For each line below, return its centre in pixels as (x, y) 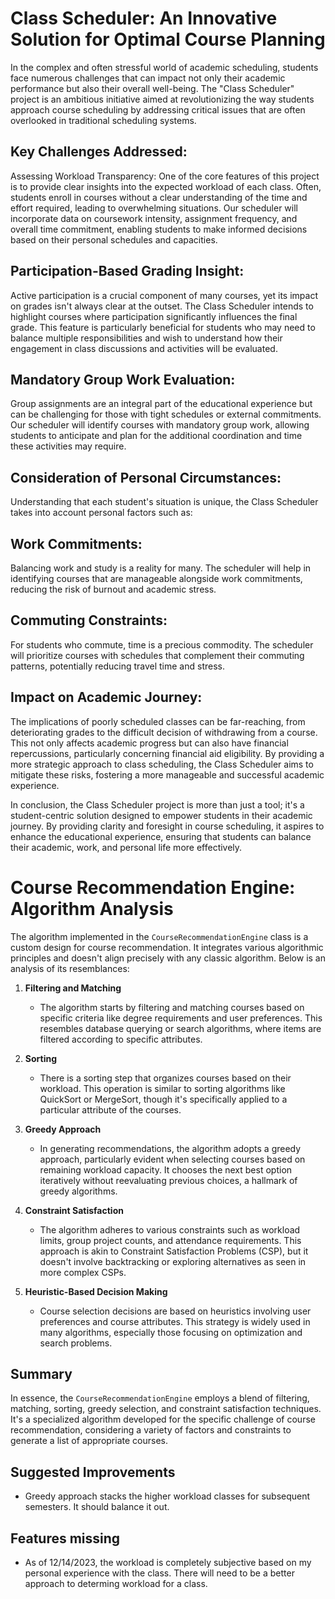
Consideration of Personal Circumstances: (146, 477)
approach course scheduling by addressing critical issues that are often (158, 109)
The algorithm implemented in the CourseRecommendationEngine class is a (159, 936)
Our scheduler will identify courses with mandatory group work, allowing (160, 425)
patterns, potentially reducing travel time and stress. (117, 666)
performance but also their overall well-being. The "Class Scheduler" (152, 88)
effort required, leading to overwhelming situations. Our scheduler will (154, 208)
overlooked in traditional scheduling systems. (103, 120)
